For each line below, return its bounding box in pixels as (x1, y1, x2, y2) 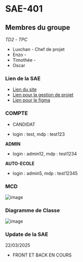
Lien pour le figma (12, 97, 50, 103)
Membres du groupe (5, 23, 70, 32)
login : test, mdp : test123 (12, 131, 65, 137)
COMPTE (5, 110, 28, 117)
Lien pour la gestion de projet (12, 92, 74, 98)
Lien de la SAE (5, 75, 41, 82)
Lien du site (12, 86, 37, 92)
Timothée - (12, 57, 36, 63)
